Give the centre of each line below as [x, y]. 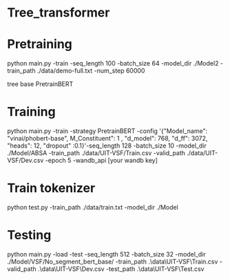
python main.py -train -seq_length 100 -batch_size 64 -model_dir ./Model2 [113, 63]
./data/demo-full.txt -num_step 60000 [91, 71]
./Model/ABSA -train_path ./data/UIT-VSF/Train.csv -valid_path [96, 153]
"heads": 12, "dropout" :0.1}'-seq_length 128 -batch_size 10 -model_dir [107, 146]
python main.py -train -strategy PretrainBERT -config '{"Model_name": [107, 131]
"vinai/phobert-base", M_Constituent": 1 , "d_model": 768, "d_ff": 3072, [107, 139]
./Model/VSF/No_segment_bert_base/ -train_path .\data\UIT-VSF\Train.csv [113, 261]
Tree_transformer [59, 13]
